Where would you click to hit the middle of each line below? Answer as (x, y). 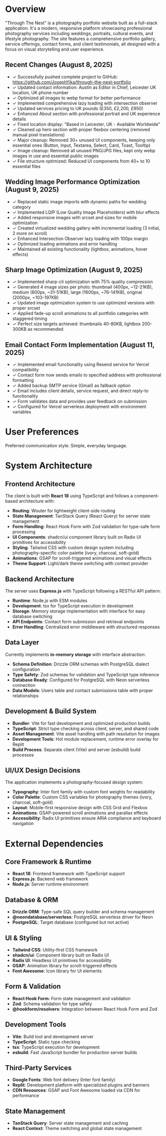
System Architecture (49, 466)
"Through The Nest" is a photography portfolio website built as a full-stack (81, 23)
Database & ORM (32, 900)
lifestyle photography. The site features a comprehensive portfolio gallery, (81, 39)
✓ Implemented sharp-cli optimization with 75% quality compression (83, 282)
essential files (26, 166)
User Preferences (42, 432)
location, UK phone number (40, 92)
